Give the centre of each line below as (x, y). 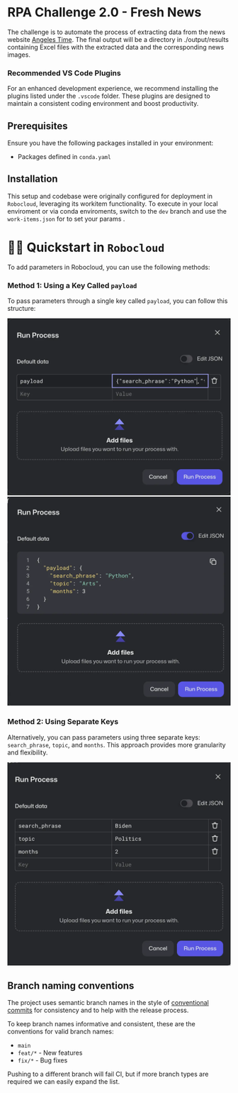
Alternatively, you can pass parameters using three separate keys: (104, 737)
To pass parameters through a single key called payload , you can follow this (118, 301)
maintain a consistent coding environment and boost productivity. (103, 104)
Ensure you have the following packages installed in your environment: (110, 143)
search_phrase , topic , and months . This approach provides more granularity (117, 745)
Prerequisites (38, 126)
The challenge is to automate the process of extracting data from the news (116, 32)
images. (19, 55)
